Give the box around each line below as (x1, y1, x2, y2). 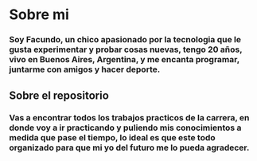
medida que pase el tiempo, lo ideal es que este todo (9, 132, 216, 143)
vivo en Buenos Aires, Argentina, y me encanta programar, (9, 54, 239, 65)
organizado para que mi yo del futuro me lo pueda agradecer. (9, 142, 250, 153)
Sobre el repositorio (9, 88, 110, 102)
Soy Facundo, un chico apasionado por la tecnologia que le (9, 34, 242, 45)
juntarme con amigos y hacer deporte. (9, 64, 161, 75)
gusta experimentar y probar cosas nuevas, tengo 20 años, (9, 44, 243, 55)
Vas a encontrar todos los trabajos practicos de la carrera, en (9, 112, 250, 124)
